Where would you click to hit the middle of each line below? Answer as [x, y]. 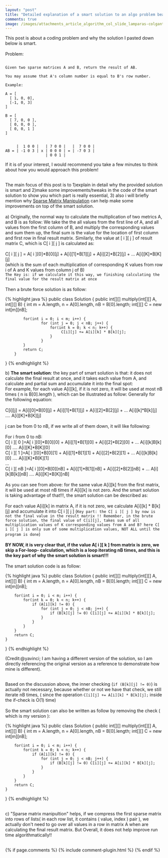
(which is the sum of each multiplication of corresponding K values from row [84, 265]
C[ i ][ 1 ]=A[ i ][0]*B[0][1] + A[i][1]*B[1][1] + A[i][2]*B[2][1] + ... [70, 453]
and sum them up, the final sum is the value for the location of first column [82, 233]
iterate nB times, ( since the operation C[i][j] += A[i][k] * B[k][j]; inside [84, 695]
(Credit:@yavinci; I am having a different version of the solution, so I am [79, 659]
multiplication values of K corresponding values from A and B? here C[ [82, 525]
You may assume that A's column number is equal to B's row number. [78, 76]
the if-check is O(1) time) [31, 700]
